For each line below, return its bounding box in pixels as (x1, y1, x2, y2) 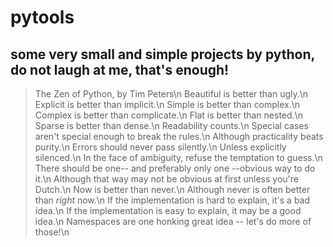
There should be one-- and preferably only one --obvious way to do (34, 162, 316, 174)
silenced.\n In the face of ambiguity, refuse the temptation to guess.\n (34, 152, 323, 163)
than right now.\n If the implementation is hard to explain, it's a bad (34, 194, 311, 206)
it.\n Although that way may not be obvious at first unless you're (34, 173, 299, 185)
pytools (10, 6, 75, 29)
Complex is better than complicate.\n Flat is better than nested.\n (34, 109, 303, 121)
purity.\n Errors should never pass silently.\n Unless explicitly (34, 141, 287, 153)
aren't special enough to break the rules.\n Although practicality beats (34, 131, 324, 142)
